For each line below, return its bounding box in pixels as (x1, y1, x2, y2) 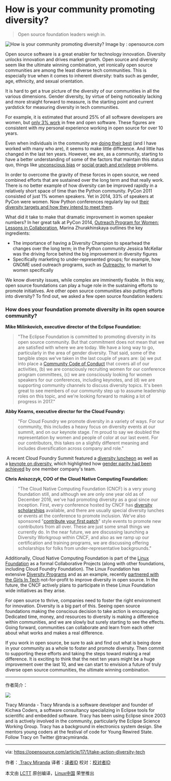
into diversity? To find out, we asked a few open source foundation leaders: (5, 293, 163, 299)
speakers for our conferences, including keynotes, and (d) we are (17, 377, 155, 383)
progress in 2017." (17, 399, 55, 405)
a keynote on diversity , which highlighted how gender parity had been (5, 461, 152, 467)
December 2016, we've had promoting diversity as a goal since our (17, 496, 158, 503)
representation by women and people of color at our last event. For (17, 434, 159, 441)
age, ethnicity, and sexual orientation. (5, 78, 84, 84)
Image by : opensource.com (105, 41, 164, 47)
